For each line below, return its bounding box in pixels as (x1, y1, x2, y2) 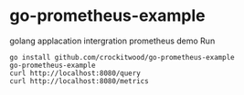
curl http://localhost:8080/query (9, 69, 142, 78)
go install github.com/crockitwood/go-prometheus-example (9, 52, 235, 62)
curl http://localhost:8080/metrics (9, 76, 149, 86)
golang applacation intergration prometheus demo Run (9, 35, 216, 46)
